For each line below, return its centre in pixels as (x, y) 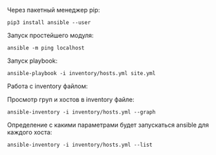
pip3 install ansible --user (49, 23)
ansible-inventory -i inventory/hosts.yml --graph (81, 112)
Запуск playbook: (32, 61)
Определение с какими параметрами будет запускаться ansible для (108, 125)
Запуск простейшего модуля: (51, 35)
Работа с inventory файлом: (48, 86)
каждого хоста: (30, 132)
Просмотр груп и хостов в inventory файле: (71, 100)
